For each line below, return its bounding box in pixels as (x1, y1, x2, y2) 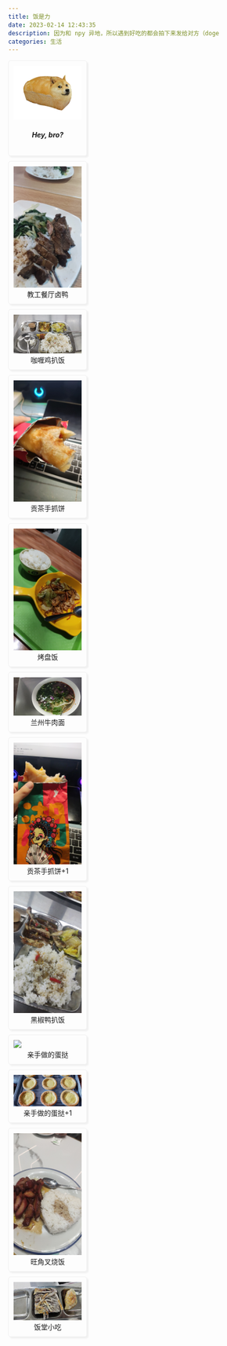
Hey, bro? (31, 130, 64, 140)
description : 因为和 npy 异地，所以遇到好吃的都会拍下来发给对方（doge (8, 29, 219, 37)
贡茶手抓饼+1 (27, 866, 69, 876)
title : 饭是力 (8, 13, 51, 20)
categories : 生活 (8, 38, 63, 46)
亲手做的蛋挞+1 (23, 1108, 73, 1117)
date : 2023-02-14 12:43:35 (8, 20, 96, 29)
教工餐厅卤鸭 (27, 290, 69, 299)
